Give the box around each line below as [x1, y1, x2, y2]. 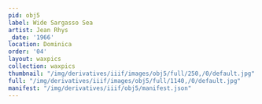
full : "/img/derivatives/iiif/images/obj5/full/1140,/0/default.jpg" [8, 77, 242, 84]
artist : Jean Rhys [8, 26, 68, 34]
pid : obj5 [8, 11, 41, 20]
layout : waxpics [8, 56, 61, 63]
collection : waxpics [8, 63, 76, 70]
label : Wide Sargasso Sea [8, 19, 93, 27]
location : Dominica [8, 41, 72, 48]
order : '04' [8, 48, 47, 56]
